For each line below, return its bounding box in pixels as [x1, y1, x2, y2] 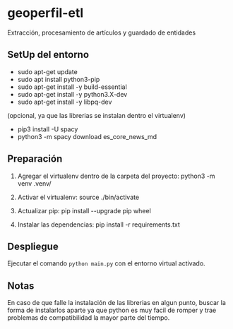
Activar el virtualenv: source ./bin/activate [17, 193, 140, 201]
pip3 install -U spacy [17, 125, 78, 133]
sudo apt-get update [17, 67, 78, 76]
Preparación [7, 153, 63, 165]
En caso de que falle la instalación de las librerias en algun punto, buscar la [7, 299, 226, 307]
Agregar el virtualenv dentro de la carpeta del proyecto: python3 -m [17, 172, 215, 180]
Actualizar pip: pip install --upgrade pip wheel [17, 206, 152, 215]
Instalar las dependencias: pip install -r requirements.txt [17, 220, 180, 229]
